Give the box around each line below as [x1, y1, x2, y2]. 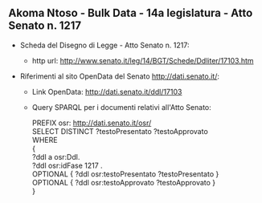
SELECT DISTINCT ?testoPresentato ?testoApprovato [31, 126, 209, 136]
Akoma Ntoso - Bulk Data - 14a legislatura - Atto [8, 6, 253, 20]
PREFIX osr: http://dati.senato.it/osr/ [31, 118, 152, 128]
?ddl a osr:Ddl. [31, 152, 80, 161]
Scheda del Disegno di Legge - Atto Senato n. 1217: [19, 40, 190, 50]
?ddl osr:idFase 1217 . [31, 160, 103, 170]
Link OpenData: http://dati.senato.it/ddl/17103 [31, 87, 182, 96]
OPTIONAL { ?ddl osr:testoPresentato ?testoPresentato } [31, 168, 219, 179]
